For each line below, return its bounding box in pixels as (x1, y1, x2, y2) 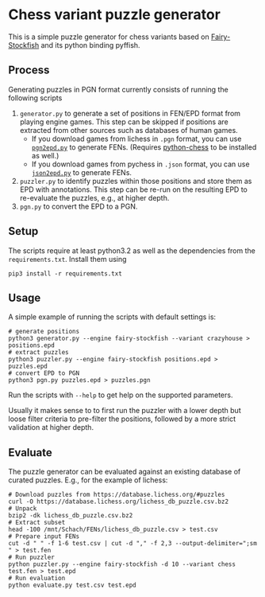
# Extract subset (8, 519, 66, 527)
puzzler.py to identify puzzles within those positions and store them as (19, 176, 252, 185)
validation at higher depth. (8, 423, 94, 432)
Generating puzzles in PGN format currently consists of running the (8, 84, 229, 94)
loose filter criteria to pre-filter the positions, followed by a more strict (8, 414, 236, 423)
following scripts (8, 93, 63, 103)
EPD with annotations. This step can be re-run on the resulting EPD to (19, 185, 248, 194)
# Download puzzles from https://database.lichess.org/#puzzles (8, 491, 225, 499)
